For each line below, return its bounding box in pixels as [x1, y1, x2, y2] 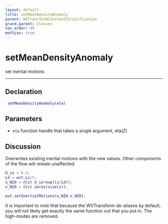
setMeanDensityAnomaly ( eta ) [7, 101, 66, 106]
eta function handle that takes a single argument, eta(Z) [12, 128, 127, 134]
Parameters [5, 115, 42, 123]
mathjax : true [5, 30, 35, 35]
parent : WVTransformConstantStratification [5, 16, 97, 21]
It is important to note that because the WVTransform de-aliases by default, [5, 203, 161, 209]
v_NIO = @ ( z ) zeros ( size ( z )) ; [5, 184, 68, 190]
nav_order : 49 [5, 26, 35, 31]
